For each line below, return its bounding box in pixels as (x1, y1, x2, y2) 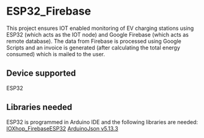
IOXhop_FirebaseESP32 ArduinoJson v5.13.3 (6, 125, 118, 132)
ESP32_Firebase (6, 4, 92, 18)
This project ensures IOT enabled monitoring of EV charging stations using (6, 24, 194, 32)
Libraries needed (6, 102, 72, 112)
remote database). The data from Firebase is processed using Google (6, 37, 181, 45)
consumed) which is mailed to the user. (6, 50, 106, 57)
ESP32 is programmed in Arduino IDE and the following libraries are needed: (6, 118, 199, 126)
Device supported (6, 68, 76, 79)
